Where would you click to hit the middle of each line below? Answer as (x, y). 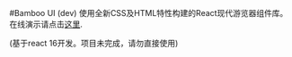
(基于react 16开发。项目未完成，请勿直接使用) (94, 43)
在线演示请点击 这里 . (46, 24)
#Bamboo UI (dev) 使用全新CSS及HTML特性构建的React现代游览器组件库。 (149, 13)
